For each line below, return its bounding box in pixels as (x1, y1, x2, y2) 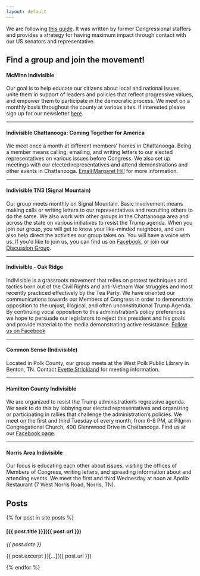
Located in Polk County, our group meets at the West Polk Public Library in (6, 360, 189, 367)
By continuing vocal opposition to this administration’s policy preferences (6, 308, 186, 315)
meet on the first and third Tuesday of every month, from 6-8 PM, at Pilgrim (6, 417, 192, 424)
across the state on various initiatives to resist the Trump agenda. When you (6, 219, 193, 226)
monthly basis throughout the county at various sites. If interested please (6, 103, 186, 111)
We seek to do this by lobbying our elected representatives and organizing (6, 405, 189, 412)
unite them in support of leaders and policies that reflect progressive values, (6, 91, 193, 98)
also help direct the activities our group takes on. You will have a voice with (6, 231, 190, 238)
